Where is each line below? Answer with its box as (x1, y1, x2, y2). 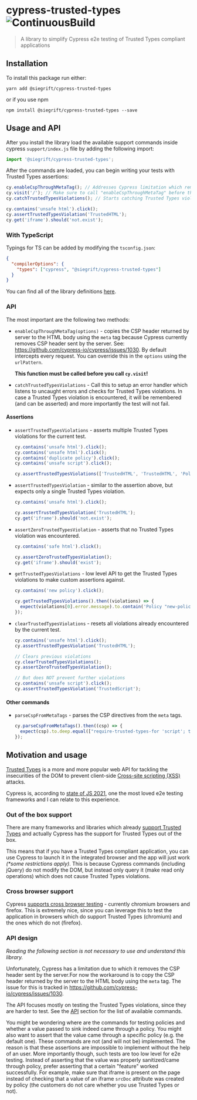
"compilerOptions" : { (11, 261, 64, 267)
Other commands (6, 699, 50, 706)
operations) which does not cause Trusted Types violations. (6, 872, 151, 879)
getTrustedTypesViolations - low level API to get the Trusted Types (14, 570, 178, 577)
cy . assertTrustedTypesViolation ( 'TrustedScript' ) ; (14, 686, 141, 692)
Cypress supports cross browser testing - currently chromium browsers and (6, 900, 191, 907)
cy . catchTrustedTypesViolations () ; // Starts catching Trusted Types (6, 195, 180, 201)
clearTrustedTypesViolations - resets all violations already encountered (14, 620, 189, 627)
